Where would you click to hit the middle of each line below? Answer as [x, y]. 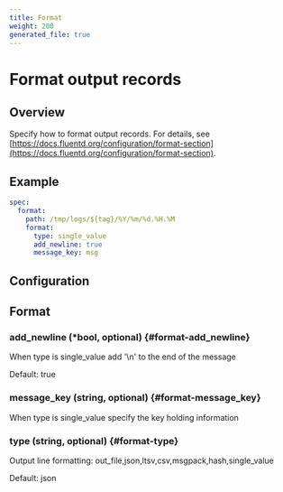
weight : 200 [32, 26]
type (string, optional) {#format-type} [94, 441]
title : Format [36, 18]
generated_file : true [50, 34]
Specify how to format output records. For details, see [110, 134]
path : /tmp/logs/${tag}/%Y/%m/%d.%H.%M [100, 219]
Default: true [32, 375]
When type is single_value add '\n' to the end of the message [123, 357]
